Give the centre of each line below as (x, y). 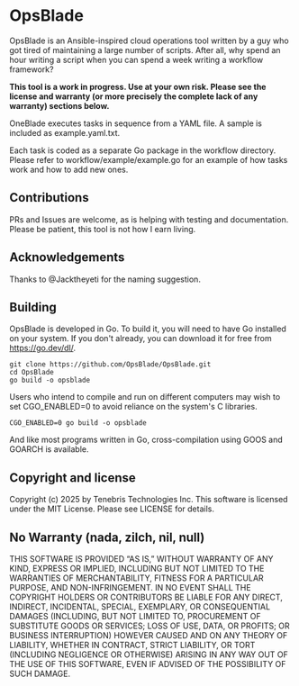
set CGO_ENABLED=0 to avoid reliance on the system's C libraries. (134, 407)
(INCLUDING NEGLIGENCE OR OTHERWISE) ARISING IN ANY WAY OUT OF (149, 654)
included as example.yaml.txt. (64, 132)
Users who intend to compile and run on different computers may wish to (145, 397)
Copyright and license (73, 478)
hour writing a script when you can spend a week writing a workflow (136, 59)
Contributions (49, 198)
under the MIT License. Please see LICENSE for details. (112, 509)
